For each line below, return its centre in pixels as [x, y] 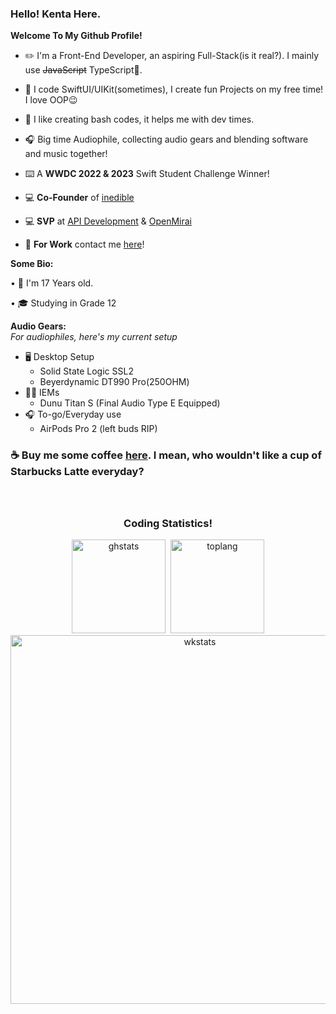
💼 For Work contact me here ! [84, 244]
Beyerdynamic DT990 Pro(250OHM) [114, 382]
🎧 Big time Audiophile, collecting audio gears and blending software [166, 139]
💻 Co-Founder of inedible [79, 198]
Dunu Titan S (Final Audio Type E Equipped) [130, 403]
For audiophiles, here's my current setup [94, 337]
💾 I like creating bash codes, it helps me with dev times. [139, 119]
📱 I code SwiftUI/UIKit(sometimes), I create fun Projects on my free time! [174, 89]
